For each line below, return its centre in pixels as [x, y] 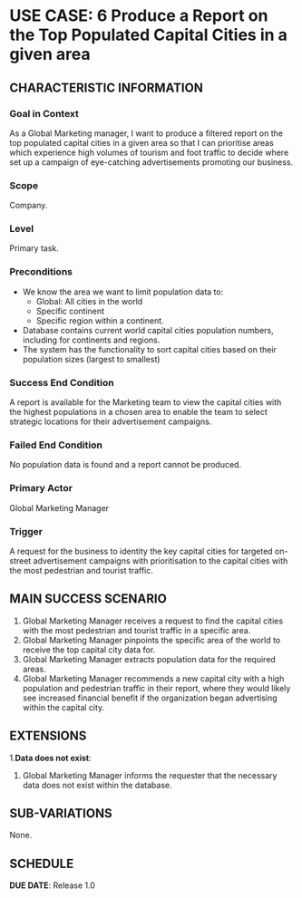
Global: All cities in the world [89, 301]
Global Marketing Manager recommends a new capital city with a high [153, 678]
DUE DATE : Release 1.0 [52, 885]
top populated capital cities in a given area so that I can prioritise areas [141, 142]
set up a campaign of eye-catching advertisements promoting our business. [151, 162]
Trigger [26, 531]
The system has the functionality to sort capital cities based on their [149, 349]
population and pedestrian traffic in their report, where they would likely [156, 688]
